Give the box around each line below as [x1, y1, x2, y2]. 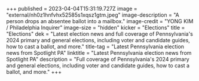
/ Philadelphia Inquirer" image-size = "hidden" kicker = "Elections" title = [6, 24, 185, 31]
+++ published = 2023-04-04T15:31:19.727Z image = [6, 5, 137, 12]
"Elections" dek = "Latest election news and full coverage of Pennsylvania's [6, 30, 193, 38]
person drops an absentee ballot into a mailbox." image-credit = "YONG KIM [6, 18, 194, 24]
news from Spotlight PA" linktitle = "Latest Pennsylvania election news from [6, 49, 192, 56]
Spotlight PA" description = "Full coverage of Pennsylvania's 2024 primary [6, 56, 189, 63]
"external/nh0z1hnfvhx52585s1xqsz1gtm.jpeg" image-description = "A [6, 11, 179, 18]
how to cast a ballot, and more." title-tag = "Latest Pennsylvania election [6, 43, 184, 50]
